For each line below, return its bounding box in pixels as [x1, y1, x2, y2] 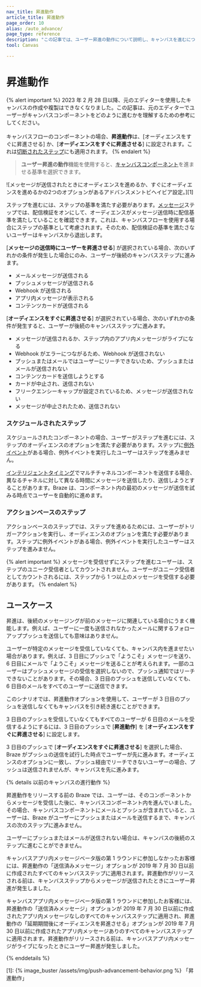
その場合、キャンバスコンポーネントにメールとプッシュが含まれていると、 [6, 807, 190, 814]
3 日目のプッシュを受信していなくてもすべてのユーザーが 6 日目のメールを [6, 716, 190, 723]
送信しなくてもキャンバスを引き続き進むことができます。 [22, 703, 163, 710]
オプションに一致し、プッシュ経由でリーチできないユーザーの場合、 [22, 759, 190, 766]
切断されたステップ [17, 148, 64, 155]
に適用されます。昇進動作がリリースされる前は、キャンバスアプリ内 [6, 935, 174, 943]
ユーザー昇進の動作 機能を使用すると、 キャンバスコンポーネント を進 [20, 160, 189, 168]
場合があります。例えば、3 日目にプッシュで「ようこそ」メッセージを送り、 [6, 653, 194, 660]
